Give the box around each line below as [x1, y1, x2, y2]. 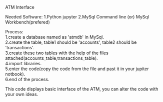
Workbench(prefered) [5, 19, 50, 25]
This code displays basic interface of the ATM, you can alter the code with [5, 86, 158, 92]
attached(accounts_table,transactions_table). [5, 55, 98, 61]
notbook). [5, 71, 25, 77]
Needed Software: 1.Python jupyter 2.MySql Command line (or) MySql [5, 14, 149, 19]
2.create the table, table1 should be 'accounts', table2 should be [5, 39, 137, 45]
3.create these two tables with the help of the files [5, 50, 108, 56]
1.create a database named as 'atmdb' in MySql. [5, 34, 104, 40]
